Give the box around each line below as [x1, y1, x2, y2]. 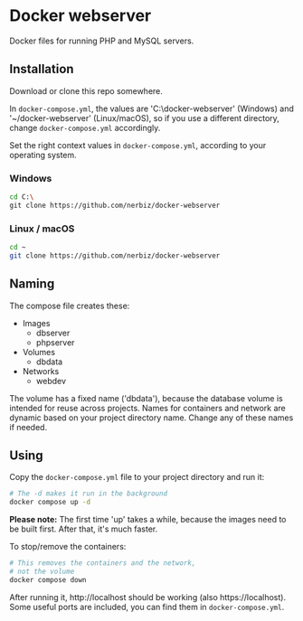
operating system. [9, 149, 77, 160]
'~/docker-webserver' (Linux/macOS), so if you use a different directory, [9, 112, 280, 123]
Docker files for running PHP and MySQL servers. [9, 35, 194, 46]
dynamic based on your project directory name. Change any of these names [9, 412, 294, 423]
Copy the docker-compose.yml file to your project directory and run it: [9, 472, 265, 483]
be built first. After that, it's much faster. [9, 523, 158, 534]
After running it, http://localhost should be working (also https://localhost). [9, 591, 287, 602]
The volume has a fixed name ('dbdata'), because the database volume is [9, 392, 283, 403]
